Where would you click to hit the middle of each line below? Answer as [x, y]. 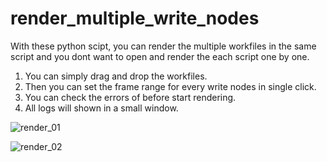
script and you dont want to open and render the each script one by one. [160, 56]
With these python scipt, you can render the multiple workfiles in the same [163, 46]
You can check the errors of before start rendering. [130, 97]
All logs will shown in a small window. [101, 108]
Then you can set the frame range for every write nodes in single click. [170, 86]
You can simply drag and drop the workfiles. [116, 76]
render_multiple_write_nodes [135, 18]
